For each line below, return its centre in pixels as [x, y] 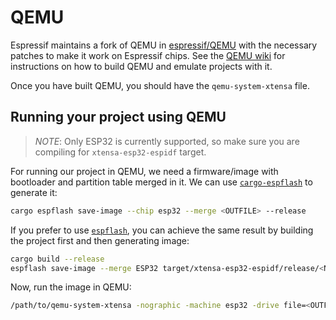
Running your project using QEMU [118, 117]
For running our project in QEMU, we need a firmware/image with [144, 171]
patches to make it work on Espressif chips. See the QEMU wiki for [148, 55]
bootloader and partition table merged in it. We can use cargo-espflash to [161, 182]
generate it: [34, 192]
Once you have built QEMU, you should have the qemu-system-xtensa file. [160, 85]
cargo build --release [57, 259]
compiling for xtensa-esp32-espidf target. [120, 152]
